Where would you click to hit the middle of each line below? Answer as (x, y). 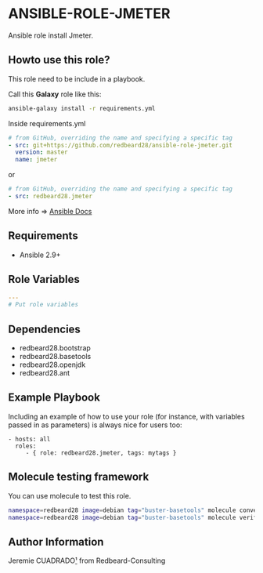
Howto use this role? (59, 60)
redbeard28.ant (45, 373)
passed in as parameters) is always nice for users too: (95, 425)
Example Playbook (54, 398)
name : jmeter (36, 160)
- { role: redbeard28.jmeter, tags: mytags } (101, 453)
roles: (26, 446)
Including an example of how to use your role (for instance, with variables (126, 416)
